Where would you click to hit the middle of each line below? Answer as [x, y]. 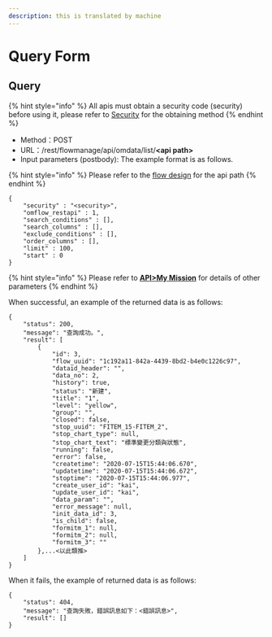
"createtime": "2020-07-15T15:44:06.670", [125, 464]
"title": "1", [76, 398]
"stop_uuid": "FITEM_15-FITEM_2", [110, 427]
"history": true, [81, 382]
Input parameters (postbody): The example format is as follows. [127, 159]
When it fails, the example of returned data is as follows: [102, 580]
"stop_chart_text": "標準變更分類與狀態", [119, 443]
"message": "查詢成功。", [64, 333]
